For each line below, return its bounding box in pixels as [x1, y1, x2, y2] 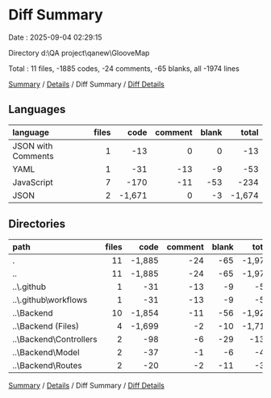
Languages [8, 103, 66, 116]
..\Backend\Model [12, 346, 80, 358]
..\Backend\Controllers [12, 333, 98, 345]
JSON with [12, 140, 53, 151]
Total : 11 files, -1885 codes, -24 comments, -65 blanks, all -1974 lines [8, 63, 240, 73]
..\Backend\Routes [12, 359, 82, 371]
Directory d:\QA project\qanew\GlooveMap [8, 48, 150, 57]
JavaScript [12, 176, 54, 187]
